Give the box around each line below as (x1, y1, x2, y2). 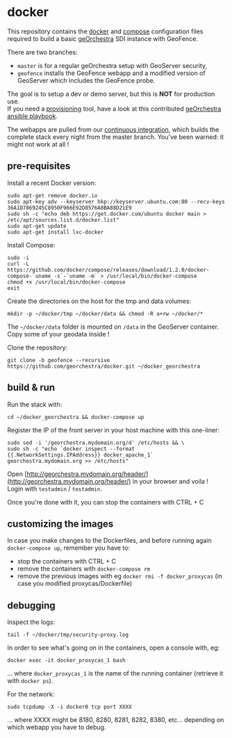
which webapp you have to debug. (7, 723, 106, 732)
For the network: (7, 690, 55, 698)
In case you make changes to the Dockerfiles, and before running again (7, 536, 212, 545)
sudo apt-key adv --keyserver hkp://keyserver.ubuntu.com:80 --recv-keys (7, 198, 226, 205)
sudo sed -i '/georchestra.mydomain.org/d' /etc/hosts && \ (7, 439, 185, 446)
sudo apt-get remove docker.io (7, 192, 98, 199)
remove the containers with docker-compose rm (17, 564, 151, 573)
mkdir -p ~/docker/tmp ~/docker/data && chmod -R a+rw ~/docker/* (7, 310, 204, 317)
